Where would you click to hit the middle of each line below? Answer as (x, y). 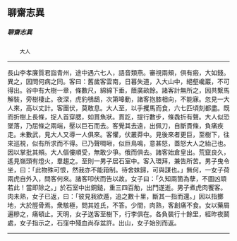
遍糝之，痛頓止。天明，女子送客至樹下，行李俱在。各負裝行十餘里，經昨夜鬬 (119, 214)
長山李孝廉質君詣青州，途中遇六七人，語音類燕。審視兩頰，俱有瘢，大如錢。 (119, 73)
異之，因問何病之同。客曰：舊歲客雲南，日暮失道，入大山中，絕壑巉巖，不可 (119, 82)
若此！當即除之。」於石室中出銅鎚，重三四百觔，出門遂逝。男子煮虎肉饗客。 (117, 188)
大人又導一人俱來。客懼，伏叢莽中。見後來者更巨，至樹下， (137, 135)
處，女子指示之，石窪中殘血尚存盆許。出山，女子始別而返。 (94, 223)
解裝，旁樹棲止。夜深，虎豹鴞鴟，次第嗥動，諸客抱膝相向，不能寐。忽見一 (115, 99)
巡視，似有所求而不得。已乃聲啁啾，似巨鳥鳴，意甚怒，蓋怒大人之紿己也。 (121, 143)
